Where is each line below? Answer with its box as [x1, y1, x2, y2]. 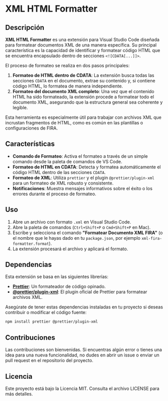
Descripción [5, 23, 44, 32]
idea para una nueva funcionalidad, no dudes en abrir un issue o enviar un [5, 352, 160, 358]
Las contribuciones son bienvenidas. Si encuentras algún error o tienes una [5, 347, 162, 353]
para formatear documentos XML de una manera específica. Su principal [5, 42, 157, 48]
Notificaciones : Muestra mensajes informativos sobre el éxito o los [12, 185, 153, 191]
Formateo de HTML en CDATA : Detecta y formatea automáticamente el [12, 164, 161, 170]
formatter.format [12, 241, 49, 246]
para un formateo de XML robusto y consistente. [12, 180, 114, 186]
